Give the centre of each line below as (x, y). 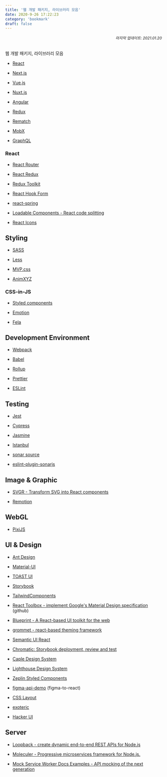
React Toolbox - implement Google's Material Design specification (80, 605)
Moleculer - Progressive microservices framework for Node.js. (76, 754)
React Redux (25, 174)
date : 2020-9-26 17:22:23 (32, 14)
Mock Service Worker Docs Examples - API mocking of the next (78, 764)
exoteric (21, 707)
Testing (17, 404)
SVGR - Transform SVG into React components (60, 492)
